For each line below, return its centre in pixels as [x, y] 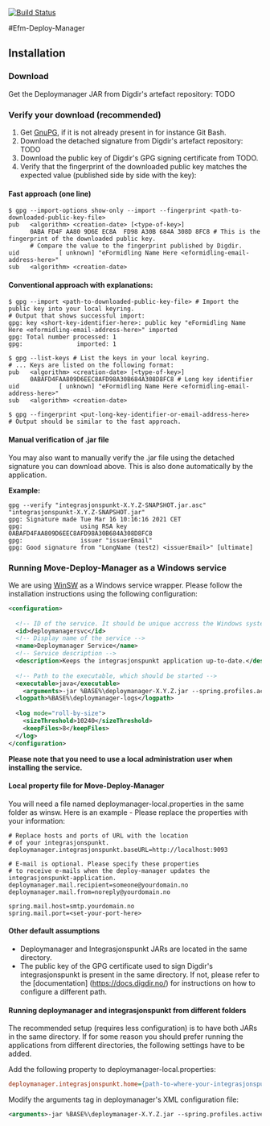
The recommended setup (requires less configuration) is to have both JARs [133, 1028]
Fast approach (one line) [50, 193]
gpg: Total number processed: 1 [62, 337]
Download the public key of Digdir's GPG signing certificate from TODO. [139, 158]
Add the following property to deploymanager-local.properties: [112, 1070]
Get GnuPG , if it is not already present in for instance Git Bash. [123, 132]
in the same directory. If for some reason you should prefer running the [126, 1037]
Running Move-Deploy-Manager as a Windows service [117, 567]
